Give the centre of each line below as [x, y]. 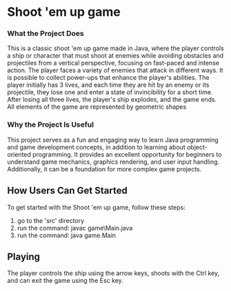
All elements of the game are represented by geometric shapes [97, 107]
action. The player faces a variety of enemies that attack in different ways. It [115, 70]
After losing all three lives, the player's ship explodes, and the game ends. [112, 100]
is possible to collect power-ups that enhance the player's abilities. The [108, 78]
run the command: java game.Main [66, 235]
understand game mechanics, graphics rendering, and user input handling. [113, 162]
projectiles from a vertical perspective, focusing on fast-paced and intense [113, 63]
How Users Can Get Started [67, 191]
